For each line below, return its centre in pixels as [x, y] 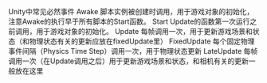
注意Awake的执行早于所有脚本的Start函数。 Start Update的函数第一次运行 [129, 21]
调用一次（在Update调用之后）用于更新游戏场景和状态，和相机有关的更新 [129, 61]
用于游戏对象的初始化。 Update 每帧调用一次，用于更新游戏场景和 [144, 31]
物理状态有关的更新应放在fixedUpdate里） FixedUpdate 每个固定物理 [142, 41]
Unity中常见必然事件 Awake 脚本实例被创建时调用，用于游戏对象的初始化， [131, 11]
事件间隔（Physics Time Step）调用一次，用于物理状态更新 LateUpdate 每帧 [133, 51]
